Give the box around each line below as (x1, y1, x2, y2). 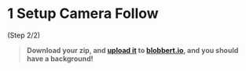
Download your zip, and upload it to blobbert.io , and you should (26, 45, 239, 55)
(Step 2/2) (7, 30, 41, 40)
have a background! (26, 54, 94, 63)
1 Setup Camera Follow (7, 5, 159, 23)
